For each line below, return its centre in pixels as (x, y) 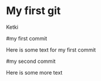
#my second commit (31, 61)
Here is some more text (34, 72)
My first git (33, 11)
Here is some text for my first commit (51, 50)
